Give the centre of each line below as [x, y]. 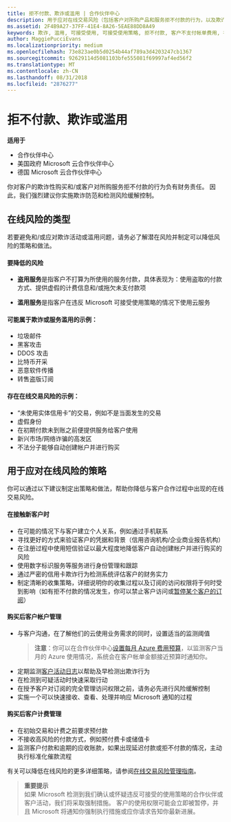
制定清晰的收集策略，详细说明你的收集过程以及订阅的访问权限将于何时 [117, 583]
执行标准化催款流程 [44, 757]
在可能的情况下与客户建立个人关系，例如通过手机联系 [92, 531]
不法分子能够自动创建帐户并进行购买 [68, 447]
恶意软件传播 [35, 370]
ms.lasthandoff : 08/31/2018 [47, 77]
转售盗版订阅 [35, 379]
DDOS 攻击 [33, 353]
